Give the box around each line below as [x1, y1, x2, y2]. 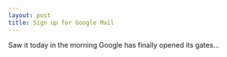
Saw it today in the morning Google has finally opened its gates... [8, 40, 220, 49]
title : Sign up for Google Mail [8, 19, 114, 27]
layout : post [8, 11, 51, 20]
